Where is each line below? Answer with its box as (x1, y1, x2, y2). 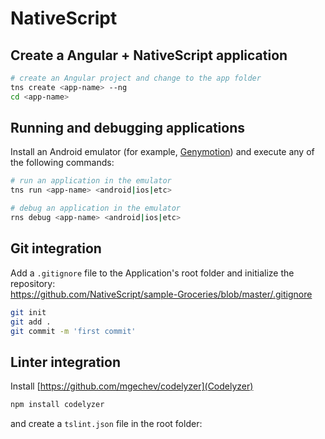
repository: (10, 277, 56, 289)
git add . (10, 317, 52, 327)
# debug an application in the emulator (10, 203, 182, 214)
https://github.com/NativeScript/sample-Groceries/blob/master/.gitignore (10, 288, 313, 300)
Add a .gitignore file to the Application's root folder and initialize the (10, 267, 295, 279)
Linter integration (10, 353, 121, 371)
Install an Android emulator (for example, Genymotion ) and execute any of (10, 146, 315, 158)
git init (10, 307, 47, 317)
